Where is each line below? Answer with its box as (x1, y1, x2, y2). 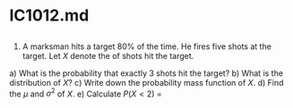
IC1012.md (9, 5, 90, 26)
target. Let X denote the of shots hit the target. (22, 50, 194, 61)
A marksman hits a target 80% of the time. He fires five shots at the (22, 41, 271, 52)
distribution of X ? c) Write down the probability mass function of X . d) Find (9, 77, 284, 87)
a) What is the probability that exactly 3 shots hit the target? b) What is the (9, 68, 284, 79)
